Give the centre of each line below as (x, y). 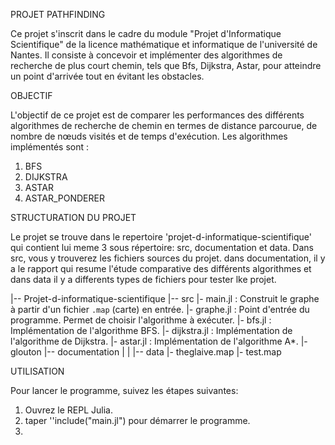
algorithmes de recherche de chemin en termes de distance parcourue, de (164, 125)
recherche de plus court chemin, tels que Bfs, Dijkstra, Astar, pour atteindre (166, 65)
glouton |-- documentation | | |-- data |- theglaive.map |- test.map (146, 352)
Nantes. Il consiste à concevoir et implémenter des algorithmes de (146, 55)
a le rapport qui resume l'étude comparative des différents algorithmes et (161, 268)
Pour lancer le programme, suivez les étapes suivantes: (124, 390)
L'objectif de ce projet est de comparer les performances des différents (157, 115)
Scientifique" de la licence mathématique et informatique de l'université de (164, 44)
